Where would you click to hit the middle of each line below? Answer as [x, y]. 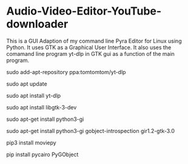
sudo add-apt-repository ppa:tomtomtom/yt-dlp [66, 72]
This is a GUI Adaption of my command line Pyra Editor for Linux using [94, 41]
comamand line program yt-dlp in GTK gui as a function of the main [90, 53]
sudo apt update [27, 84]
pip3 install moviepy [31, 142]
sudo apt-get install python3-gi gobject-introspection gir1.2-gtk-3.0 [90, 131]
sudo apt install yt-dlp [34, 95]
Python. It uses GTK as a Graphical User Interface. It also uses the [89, 47]
